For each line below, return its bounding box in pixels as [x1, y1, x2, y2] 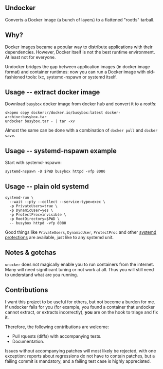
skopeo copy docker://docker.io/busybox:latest [5, 111, 104, 115]
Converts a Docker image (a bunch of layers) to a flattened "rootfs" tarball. [5, 17, 155, 22]
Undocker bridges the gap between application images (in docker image [5, 63, 150, 70]
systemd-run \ [5, 195, 34, 200]
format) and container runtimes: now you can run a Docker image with [5, 69, 146, 74]
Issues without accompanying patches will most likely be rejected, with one [5, 348, 156, 353]
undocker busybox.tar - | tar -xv [5, 119, 75, 124]
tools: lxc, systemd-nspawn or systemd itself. [26, 74, 117, 80]
